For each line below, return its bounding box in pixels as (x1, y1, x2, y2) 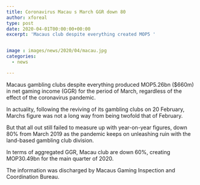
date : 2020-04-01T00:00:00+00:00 (6, 25, 91, 32)
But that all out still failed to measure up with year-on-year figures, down (6, 124, 188, 131)
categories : (6, 53, 36, 59)
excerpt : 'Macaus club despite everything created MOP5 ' (6, 32, 156, 38)
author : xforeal (6, 15, 47, 21)
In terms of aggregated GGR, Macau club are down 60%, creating (6, 148, 171, 155)
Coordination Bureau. (6, 173, 59, 180)
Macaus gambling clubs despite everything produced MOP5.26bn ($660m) (6, 81, 194, 88)
